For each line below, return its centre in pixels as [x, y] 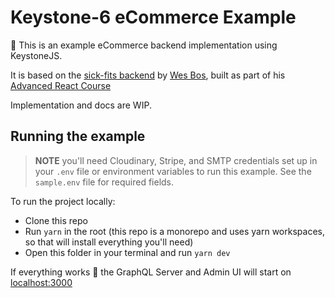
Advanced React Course [61, 85]
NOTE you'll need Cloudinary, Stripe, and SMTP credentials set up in [176, 160]
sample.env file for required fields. [104, 182]
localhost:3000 [41, 282]
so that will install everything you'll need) [109, 242]
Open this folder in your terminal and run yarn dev [127, 252]
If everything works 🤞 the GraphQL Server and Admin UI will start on [151, 272]
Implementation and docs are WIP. [81, 105]
